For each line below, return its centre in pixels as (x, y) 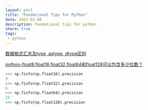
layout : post (19, 10)
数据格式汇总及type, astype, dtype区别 (46, 53)
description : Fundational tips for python (51, 24)
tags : (11, 34)
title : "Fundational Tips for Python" (46, 15)
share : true (18, 29)
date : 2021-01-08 (24, 19)
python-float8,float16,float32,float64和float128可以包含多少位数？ (74, 64)
